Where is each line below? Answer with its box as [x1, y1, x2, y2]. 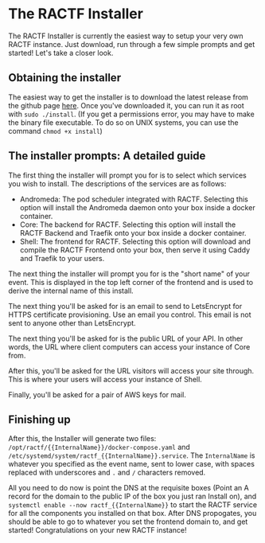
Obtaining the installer [8, 71, 122, 84]
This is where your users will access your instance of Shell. [8, 374, 203, 384]
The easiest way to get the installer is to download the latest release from [8, 92, 249, 102]
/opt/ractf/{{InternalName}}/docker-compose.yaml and [8, 443, 191, 452]
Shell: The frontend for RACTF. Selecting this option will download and [19, 236, 251, 246]
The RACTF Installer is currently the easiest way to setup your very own [8, 31, 244, 41]
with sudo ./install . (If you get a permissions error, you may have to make [8, 109, 255, 119]
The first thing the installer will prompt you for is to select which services [8, 170, 247, 180]
